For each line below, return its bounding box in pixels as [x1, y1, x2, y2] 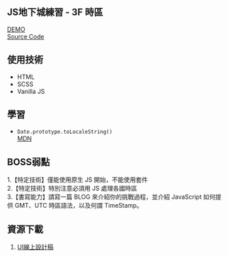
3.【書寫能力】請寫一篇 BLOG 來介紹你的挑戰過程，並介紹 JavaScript [7, 193, 202, 201]
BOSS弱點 [7, 156, 50, 168]
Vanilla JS [16, 87, 45, 95]
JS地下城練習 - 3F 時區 [7, 6, 103, 19]
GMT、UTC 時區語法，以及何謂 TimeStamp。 [14, 201, 143, 210]
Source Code [7, 32, 45, 40]
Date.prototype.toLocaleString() [16, 129, 113, 136]
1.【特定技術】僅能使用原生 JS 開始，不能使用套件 [7, 175, 149, 184]
